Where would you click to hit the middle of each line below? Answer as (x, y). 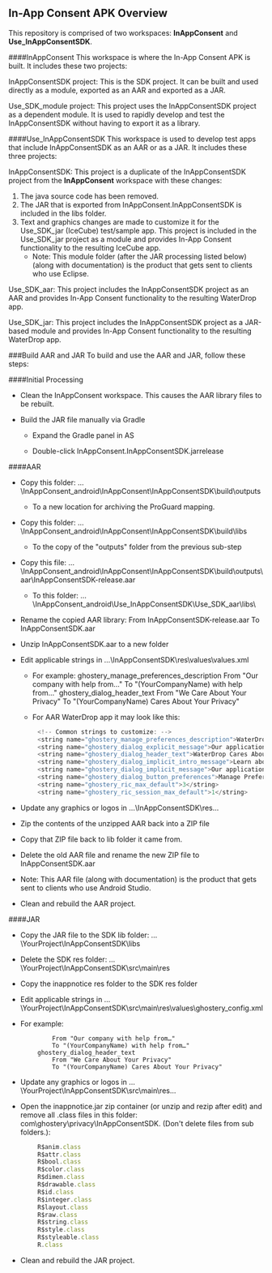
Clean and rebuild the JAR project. (77, 1260)
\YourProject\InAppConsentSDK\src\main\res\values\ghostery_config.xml (141, 1008)
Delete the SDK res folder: (64, 959)
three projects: (33, 156)
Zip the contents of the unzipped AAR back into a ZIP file (115, 823)
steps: (19, 363)
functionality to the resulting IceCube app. (90, 247)
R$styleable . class (68, 1237)
